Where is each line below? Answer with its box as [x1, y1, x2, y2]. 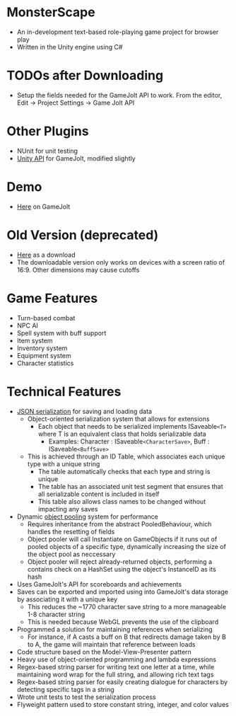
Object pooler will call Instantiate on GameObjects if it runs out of [27, 535, 218, 543]
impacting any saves [37, 504, 98, 513]
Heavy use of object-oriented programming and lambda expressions [16, 655, 217, 664]
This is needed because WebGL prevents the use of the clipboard [27, 617, 219, 626]
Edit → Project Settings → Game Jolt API [16, 98, 135, 107]
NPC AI [16, 321, 38, 330]
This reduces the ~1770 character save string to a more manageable [27, 602, 227, 611]
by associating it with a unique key [16, 595, 118, 604]
